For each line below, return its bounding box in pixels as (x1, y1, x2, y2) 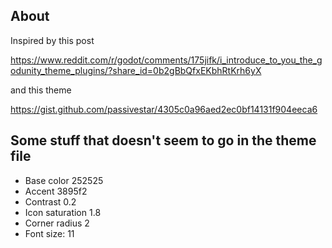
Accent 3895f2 (24, 185, 88, 197)
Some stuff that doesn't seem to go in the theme (10, 132, 317, 149)
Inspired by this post (10, 34, 95, 46)
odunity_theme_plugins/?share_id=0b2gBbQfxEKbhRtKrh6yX (10, 64, 262, 76)
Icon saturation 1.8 (24, 206, 102, 218)
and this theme (10, 84, 72, 96)
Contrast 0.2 (24, 195, 77, 208)
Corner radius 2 (24, 217, 90, 229)
